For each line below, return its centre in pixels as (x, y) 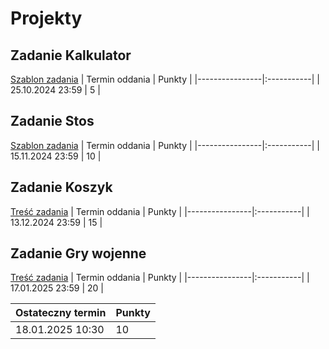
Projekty (46, 18)
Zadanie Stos (52, 121)
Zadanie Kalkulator (71, 55)
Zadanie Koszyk (61, 187)
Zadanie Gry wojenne (78, 253)
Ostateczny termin (61, 313)
